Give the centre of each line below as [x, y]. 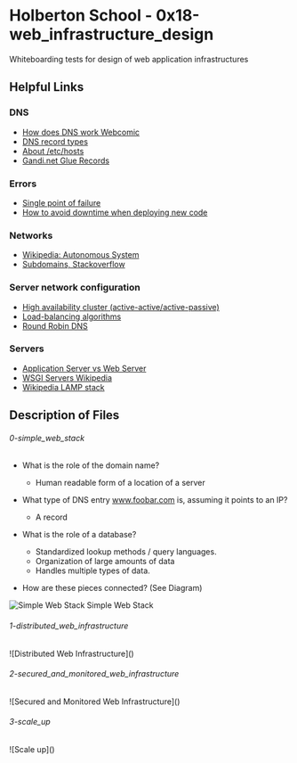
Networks [31, 235]
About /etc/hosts [53, 151]
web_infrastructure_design [112, 34]
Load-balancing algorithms [72, 316]
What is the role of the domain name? [91, 465]
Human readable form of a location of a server [120, 483]
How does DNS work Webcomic [81, 132]
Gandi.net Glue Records [65, 160]
